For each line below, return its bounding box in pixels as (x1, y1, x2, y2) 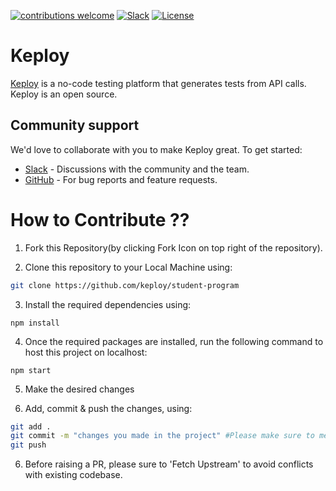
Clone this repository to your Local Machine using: (24, 261, 233, 273)
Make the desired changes (24, 383, 135, 395)
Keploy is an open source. (10, 88, 118, 100)
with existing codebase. (24, 469, 123, 481)
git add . (10, 421, 52, 432)
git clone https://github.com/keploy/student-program (10, 280, 240, 290)
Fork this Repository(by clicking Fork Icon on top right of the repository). (24, 241, 323, 254)
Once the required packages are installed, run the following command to (24, 335, 324, 347)
